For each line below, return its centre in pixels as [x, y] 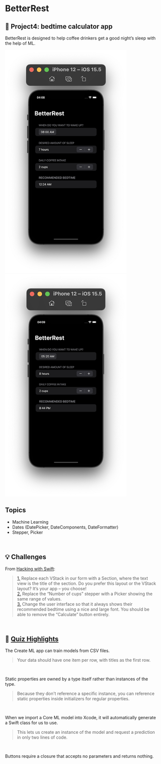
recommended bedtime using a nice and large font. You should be [83, 609]
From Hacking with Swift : [30, 569]
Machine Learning [30, 522]
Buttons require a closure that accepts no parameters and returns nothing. [80, 756]
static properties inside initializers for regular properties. [73, 699]
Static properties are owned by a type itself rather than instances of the [77, 679]
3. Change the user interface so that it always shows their [75, 604]
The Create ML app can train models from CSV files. [57, 651]
